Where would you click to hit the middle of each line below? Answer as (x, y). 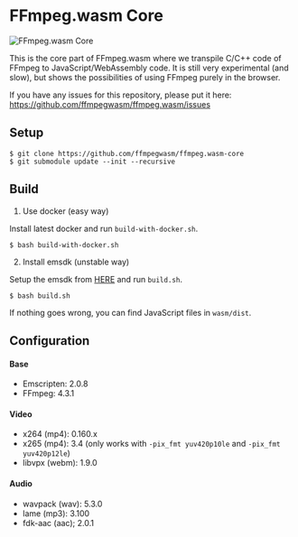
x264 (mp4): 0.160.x (60, 434)
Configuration (50, 341)
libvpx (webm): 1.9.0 (60, 463)
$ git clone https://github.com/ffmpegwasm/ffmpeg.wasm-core (127, 153)
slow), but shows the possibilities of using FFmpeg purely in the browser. (145, 77)
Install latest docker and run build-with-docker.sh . (104, 228)
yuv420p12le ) (46, 453)
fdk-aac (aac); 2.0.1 (58, 523)
